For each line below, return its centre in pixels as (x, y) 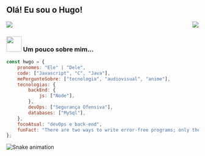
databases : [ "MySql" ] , (57, 113)
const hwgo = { (26, 62)
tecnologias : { (37, 85)
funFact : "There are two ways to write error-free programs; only (103, 130)
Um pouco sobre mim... (58, 49)
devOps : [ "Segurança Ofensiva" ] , (71, 107)
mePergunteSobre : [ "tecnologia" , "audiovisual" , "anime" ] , (94, 79)
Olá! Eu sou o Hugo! (45, 10)
